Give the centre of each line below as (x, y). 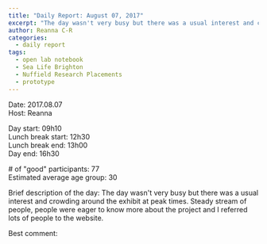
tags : (17, 52)
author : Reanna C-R (41, 30)
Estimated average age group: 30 (63, 177)
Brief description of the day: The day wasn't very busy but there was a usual (133, 193)
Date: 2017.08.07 (35, 105)
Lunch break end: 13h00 (48, 145)
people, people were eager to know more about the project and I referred (128, 209)
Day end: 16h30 (34, 153)
